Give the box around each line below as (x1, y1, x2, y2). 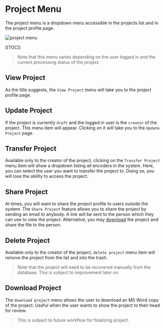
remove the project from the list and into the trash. (5, 255, 108, 261)
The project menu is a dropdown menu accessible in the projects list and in (5, 20, 159, 26)
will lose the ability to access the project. (5, 173, 88, 179)
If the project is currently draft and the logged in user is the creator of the (5, 119, 157, 125)
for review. (5, 307, 27, 313)
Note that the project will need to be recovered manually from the (17, 264, 151, 270)
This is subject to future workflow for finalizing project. (17, 317, 129, 323)
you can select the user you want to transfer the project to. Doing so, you (5, 168, 155, 174)
